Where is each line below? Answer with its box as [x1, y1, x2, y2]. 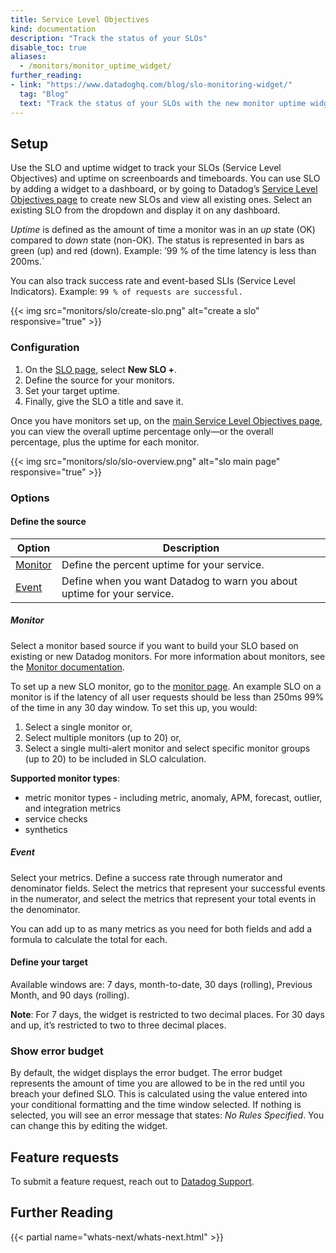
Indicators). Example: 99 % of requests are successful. [10, 286, 243, 298]
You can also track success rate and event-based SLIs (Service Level [10, 275, 296, 287]
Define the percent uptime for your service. [61, 557, 265, 571]
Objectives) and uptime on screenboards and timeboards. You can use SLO [10, 172, 321, 185]
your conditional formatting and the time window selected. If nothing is [10, 1099, 302, 1111]
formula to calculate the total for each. [10, 933, 168, 945]
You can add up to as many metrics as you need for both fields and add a [10, 922, 313, 935]
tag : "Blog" [19, 89, 70, 99]
